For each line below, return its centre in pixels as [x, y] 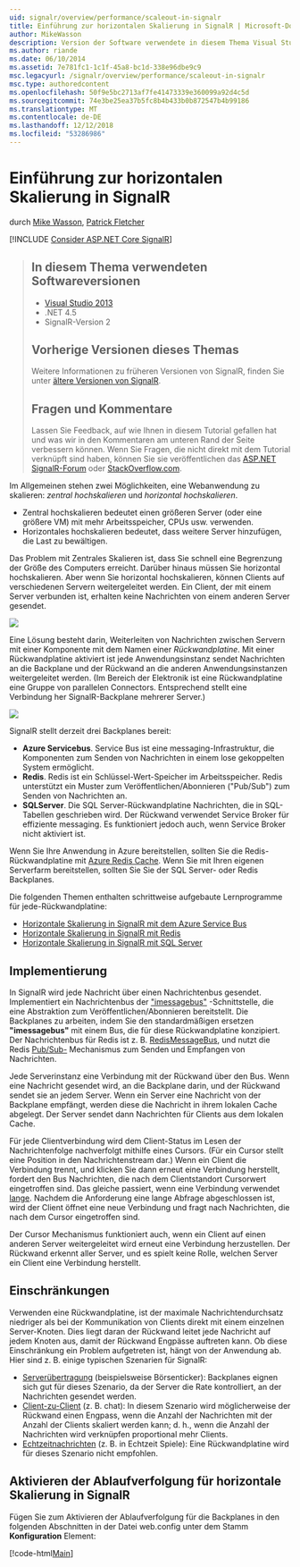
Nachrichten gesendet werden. [79, 1396]
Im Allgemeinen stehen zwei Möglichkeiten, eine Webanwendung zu [135, 486]
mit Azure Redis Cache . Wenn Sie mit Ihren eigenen [169, 861]
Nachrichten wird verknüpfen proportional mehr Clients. [125, 1434]
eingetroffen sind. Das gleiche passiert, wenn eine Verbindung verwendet [145, 1189]
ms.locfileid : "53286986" [57, 134]
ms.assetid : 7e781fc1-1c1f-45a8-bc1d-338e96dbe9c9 [105, 68]
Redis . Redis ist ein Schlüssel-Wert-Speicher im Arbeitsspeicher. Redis [152, 777]
